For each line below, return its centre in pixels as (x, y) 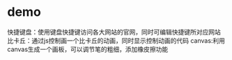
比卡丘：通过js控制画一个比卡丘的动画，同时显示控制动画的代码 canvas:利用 (116, 40)
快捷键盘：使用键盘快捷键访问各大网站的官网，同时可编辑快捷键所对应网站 (114, 32)
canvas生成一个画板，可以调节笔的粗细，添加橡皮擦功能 (88, 49)
